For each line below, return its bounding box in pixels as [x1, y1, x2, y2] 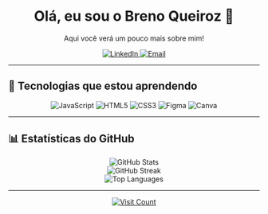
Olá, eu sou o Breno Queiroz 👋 [33, 7, 235, 25]
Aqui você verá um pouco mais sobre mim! [63, 33, 205, 43]
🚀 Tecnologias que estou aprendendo [8, 80, 198, 93]
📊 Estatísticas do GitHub [8, 132, 135, 146]
